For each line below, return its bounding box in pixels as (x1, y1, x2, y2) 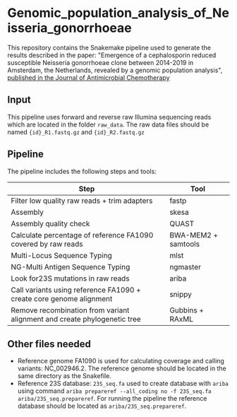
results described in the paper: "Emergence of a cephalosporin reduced (7, 51, 217, 59)
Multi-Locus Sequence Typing (11, 250, 113, 260)
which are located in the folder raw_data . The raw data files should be (7, 120, 209, 129)
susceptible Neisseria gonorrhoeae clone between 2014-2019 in (7, 58, 194, 66)
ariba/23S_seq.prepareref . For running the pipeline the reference (17, 394, 207, 403)
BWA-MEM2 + (169, 230, 219, 240)
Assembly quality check (11, 218, 90, 228)
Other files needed (7, 338, 92, 350)
